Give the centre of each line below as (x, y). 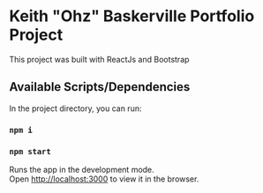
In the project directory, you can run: (75, 108)
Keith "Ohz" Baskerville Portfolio (132, 16)
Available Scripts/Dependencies (100, 87)
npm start (30, 151)
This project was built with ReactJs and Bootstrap (99, 59)
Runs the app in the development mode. (82, 169)
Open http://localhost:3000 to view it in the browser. (104, 179)
